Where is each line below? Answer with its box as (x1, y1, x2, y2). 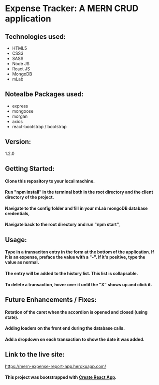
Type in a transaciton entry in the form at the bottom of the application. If (5, 249, 155, 255)
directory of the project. (5, 194, 54, 200)
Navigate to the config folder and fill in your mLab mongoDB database (5, 205, 148, 211)
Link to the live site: (5, 351, 65, 359)
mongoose (12, 108, 34, 114)
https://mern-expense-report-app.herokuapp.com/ (5, 363, 106, 369)
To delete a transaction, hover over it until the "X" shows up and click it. (5, 281, 152, 287)
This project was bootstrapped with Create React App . (5, 374, 117, 380)
